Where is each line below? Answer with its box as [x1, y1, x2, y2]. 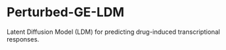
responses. [6, 35, 40, 43]
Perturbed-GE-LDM [6, 4, 125, 20]
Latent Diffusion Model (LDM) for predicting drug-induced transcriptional [6, 27, 220, 36]
